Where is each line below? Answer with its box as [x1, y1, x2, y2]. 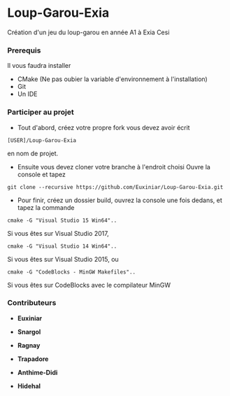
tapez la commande [17, 203, 75, 211]
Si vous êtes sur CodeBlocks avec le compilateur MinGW [7, 281, 171, 289]
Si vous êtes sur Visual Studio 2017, [7, 229, 110, 237]
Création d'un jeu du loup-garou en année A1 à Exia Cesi [7, 28, 170, 36]
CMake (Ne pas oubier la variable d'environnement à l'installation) [17, 75, 208, 83]
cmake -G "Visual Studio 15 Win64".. [7, 217, 117, 224]
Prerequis [7, 45, 41, 55]
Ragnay [17, 341, 41, 349]
